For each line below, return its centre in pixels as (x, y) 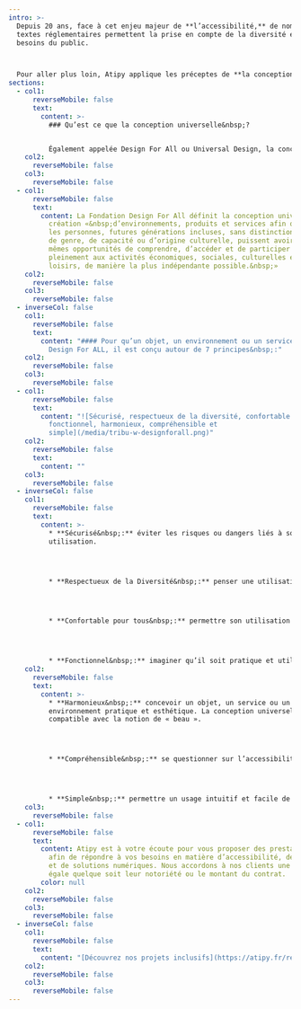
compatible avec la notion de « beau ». (125, 720)
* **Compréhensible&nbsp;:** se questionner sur (141, 759)
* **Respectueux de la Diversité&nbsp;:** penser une (151, 581)
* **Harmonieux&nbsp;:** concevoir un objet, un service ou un (169, 703)
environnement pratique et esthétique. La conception (151, 711)
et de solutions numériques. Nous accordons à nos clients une (169, 866)
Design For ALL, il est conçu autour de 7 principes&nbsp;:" (165, 350)
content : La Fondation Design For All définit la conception (158, 216)
